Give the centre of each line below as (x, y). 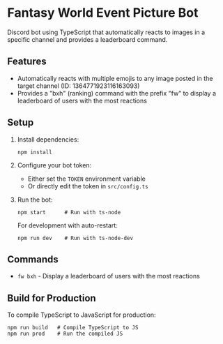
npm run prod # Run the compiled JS (65, 334)
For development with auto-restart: (68, 225)
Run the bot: (35, 200)
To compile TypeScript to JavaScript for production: (82, 315)
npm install (34, 152)
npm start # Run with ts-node (69, 212)
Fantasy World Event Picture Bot (103, 13)
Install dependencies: (48, 139)
